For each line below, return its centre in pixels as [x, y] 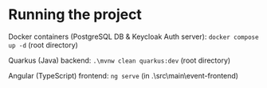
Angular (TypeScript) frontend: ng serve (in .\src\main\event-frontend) [124, 75]
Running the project [75, 15]
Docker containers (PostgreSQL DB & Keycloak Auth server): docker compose [133, 36]
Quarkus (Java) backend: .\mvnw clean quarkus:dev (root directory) [120, 60]
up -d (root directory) [43, 44]
